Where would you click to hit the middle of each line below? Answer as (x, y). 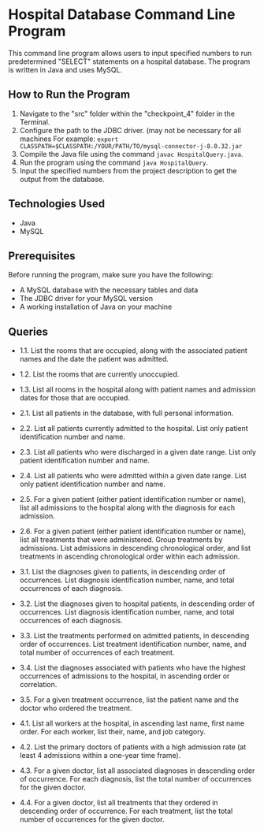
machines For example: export (69, 139)
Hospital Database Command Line (122, 15)
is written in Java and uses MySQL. (65, 69)
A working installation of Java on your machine (96, 307)
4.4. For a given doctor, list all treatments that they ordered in (119, 803)
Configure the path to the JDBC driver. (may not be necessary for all (130, 130)
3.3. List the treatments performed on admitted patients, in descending (134, 636)
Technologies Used (56, 204)
